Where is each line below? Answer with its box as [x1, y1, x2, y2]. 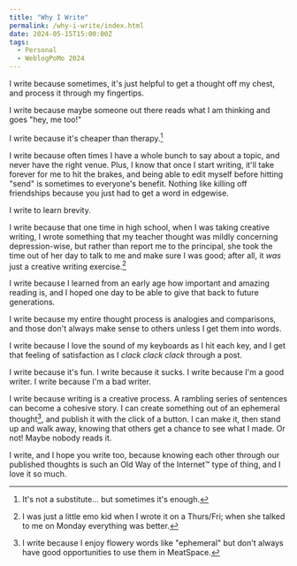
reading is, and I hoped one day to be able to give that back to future [9, 287, 259, 298]
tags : [9, 37, 29, 47]
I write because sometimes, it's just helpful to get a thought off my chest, [9, 79, 276, 88]
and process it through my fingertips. [9, 88, 144, 98]
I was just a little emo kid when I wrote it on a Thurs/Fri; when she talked [21, 510, 286, 522]
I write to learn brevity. [9, 204, 91, 215]
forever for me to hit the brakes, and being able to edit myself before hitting [9, 169, 284, 180]
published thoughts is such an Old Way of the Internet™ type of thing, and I [9, 459, 281, 470]
